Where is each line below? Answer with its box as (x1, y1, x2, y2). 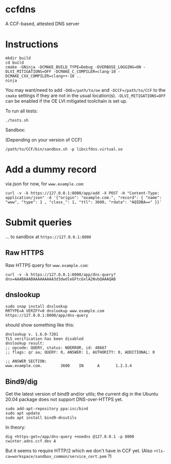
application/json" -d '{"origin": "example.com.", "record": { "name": (5, 195, 162, 200)
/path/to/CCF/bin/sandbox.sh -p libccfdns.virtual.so (5, 146, 123, 152)
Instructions (5, 38, 59, 50)
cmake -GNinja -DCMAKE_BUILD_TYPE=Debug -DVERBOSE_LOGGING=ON (5, 64, 141, 70)
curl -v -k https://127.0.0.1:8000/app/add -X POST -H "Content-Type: (5, 190, 160, 196)
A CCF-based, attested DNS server (5, 21, 80, 27)
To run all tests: (5, 108, 38, 114)
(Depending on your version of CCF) (5, 137, 82, 143)
